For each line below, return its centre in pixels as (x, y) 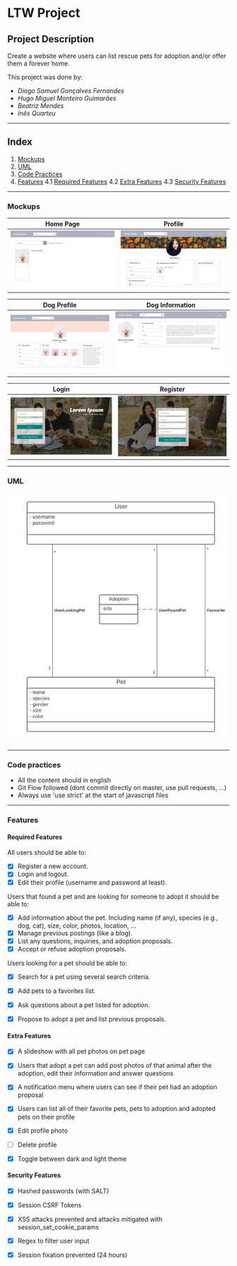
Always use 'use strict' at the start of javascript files (93, 796)
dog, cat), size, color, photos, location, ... (77, 925)
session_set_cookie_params (58, 1227)
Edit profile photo (43, 1131)
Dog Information (171, 305)
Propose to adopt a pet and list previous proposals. (92, 1019)
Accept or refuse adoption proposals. (72, 949)
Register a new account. (53, 866)
